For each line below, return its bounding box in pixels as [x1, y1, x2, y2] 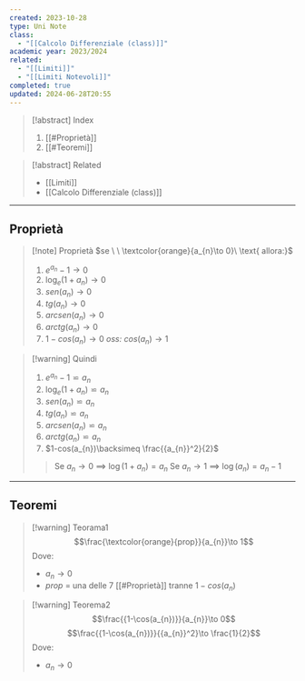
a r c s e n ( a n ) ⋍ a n [44, 419, 107, 433]
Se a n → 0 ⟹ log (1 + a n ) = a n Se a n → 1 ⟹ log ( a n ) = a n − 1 [54, 461, 281, 474]
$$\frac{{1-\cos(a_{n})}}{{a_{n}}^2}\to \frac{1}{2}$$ [66, 628, 261, 639]
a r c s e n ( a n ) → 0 [44, 310, 104, 323]
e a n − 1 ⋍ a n [44, 370, 92, 386]
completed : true [9, 81, 71, 90]
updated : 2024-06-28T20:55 [9, 89, 112, 98]
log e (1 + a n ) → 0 [44, 274, 106, 287]
